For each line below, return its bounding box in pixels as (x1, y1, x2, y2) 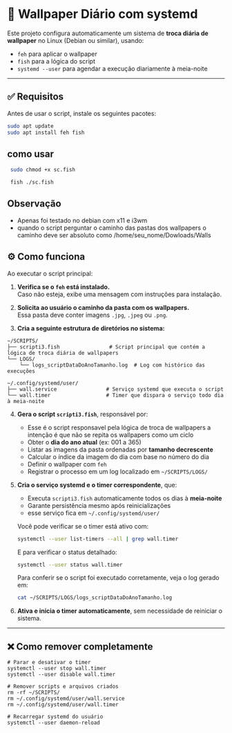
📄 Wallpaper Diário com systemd (7, 6, 198, 22)
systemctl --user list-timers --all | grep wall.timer (17, 535, 179, 543)
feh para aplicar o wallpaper (17, 50, 98, 58)
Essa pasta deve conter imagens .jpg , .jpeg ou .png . (17, 311, 168, 319)
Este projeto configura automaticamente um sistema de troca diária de (7, 29, 209, 37)
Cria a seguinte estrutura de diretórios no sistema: (17, 324, 165, 332)
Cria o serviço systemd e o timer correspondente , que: (17, 480, 177, 489)
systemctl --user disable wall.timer (7, 671, 116, 678)
